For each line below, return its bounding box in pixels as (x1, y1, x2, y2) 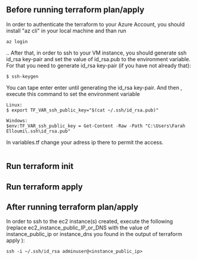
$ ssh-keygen (6, 73, 39, 80)
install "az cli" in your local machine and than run (6, 27, 127, 34)
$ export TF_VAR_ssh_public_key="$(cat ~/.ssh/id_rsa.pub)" (6, 107, 159, 113)
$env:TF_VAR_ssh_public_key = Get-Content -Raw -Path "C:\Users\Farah (6, 123, 186, 129)
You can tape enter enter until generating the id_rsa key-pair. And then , (6, 84, 183, 91)
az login (6, 38, 28, 44)
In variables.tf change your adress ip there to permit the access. (6, 138, 164, 146)
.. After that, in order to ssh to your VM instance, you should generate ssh (6, 49, 187, 56)
